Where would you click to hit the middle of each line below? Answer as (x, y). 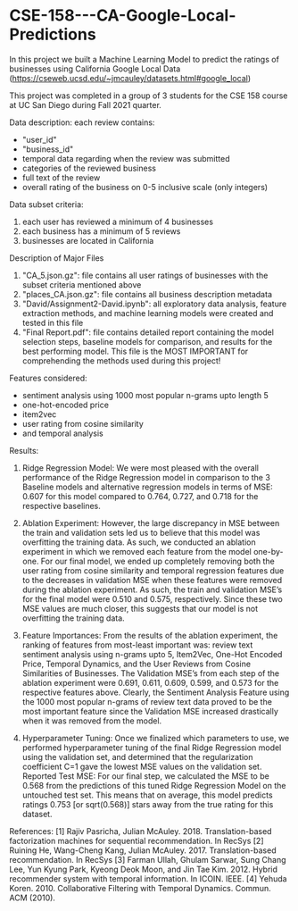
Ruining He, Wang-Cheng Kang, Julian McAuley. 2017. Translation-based (143, 850)
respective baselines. (61, 506)
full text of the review (61, 177)
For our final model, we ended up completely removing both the (157, 561)
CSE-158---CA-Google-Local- (123, 16)
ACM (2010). (33, 898)
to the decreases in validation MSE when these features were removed (152, 580)
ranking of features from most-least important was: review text (137, 645)
